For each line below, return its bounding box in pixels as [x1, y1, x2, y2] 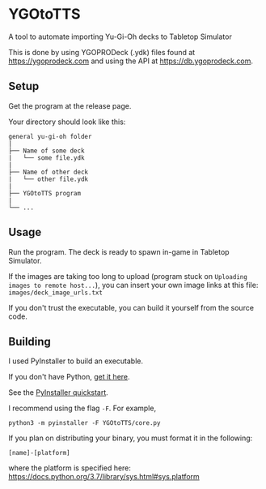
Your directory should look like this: [8, 117, 126, 127]
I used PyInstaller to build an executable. [8, 356, 144, 366]
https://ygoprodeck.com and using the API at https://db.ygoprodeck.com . [8, 56, 253, 66]
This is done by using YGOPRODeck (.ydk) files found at [8, 47, 196, 57]
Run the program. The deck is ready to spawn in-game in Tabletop [8, 247, 230, 256]
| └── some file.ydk [8, 153, 85, 162]
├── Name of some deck [8, 147, 85, 155]
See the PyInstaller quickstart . [8, 388, 109, 397]
